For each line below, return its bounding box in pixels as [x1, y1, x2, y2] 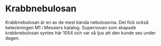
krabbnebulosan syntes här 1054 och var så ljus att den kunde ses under [5, 30, 156, 36]
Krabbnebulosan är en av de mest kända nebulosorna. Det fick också [5, 19, 149, 25]
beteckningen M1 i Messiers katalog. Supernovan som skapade [5, 24, 136, 30]
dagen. [5, 35, 20, 41]
